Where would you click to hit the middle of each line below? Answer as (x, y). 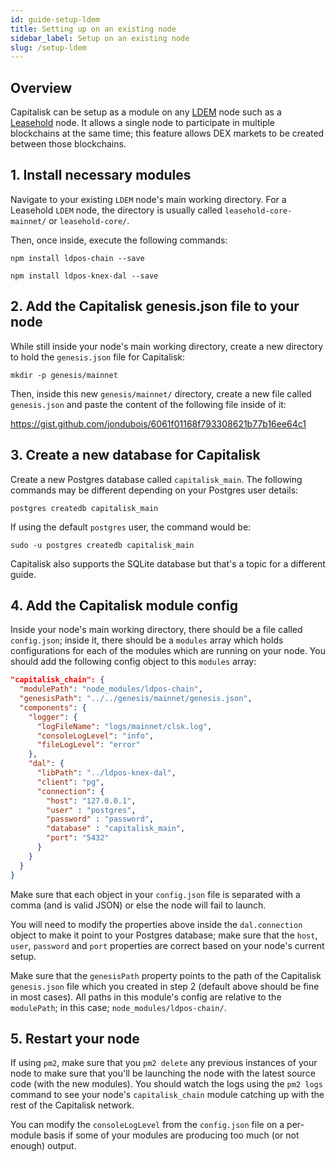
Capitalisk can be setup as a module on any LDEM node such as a (146, 112)
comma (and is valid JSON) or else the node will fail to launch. (138, 905)
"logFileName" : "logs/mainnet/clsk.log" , (124, 726)
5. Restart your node (75, 1038)
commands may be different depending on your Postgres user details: (154, 490)
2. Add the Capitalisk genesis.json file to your (155, 306)
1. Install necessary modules (101, 175)
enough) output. (43, 1146)
